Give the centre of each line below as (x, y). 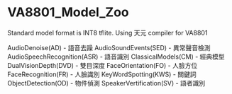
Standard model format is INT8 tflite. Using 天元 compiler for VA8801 (107, 33)
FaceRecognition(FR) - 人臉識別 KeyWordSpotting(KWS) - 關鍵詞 (102, 74)
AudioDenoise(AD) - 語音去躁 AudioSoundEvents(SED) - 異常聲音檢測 (109, 47)
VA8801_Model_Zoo (68, 12)
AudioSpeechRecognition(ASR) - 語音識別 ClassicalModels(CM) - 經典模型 (116, 57)
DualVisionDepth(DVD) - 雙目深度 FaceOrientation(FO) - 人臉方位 (103, 65)
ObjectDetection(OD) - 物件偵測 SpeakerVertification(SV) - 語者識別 (106, 83)
